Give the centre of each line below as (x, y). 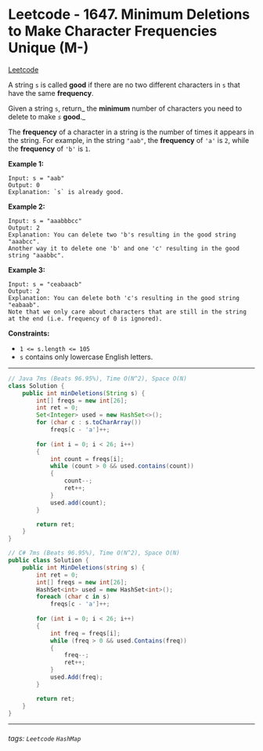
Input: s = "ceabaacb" (45, 284)
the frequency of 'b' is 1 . (50, 148)
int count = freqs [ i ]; (87, 459)
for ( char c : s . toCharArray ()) (89, 423)
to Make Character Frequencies (113, 31)
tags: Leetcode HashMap (45, 738)
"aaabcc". (24, 241)
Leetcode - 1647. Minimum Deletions (129, 15)
